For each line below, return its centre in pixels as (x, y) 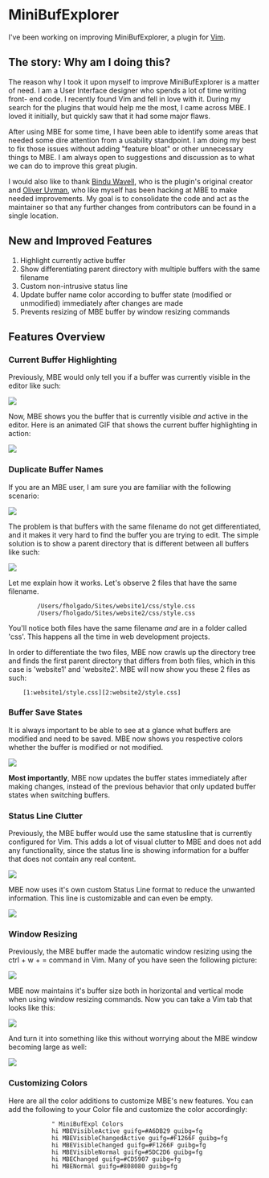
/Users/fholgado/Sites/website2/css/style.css (116, 613)
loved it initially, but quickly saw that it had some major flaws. (110, 116)
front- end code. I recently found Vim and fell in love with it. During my (124, 99)
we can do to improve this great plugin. (73, 166)
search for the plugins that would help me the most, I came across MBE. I (129, 107)
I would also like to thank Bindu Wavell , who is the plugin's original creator (130, 181)
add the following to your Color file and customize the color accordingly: (128, 1109)
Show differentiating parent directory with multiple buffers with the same (140, 269)
